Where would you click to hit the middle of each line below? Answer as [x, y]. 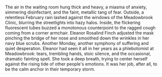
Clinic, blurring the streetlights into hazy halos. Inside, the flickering [73, 22]
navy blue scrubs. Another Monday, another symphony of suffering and [77, 43]
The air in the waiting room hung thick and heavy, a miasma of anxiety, [76, 7]
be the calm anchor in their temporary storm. [50, 69]
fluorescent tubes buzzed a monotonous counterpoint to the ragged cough [81, 28]
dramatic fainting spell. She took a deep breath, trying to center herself [76, 59]
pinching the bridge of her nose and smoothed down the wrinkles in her [77, 38]
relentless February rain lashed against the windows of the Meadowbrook [79, 17]
